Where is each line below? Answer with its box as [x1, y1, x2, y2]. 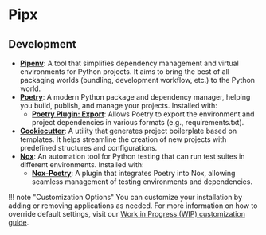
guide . [8, 217, 29, 227]
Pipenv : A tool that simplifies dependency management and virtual [19, 58, 239, 68]
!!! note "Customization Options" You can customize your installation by [8, 193, 243, 202]
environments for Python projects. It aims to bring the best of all [19, 67, 229, 76]
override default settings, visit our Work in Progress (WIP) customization [8, 210, 245, 218]
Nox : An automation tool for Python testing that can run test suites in [19, 151, 245, 161]
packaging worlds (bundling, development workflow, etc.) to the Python [19, 76, 256, 84]
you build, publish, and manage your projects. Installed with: [19, 101, 217, 110]
